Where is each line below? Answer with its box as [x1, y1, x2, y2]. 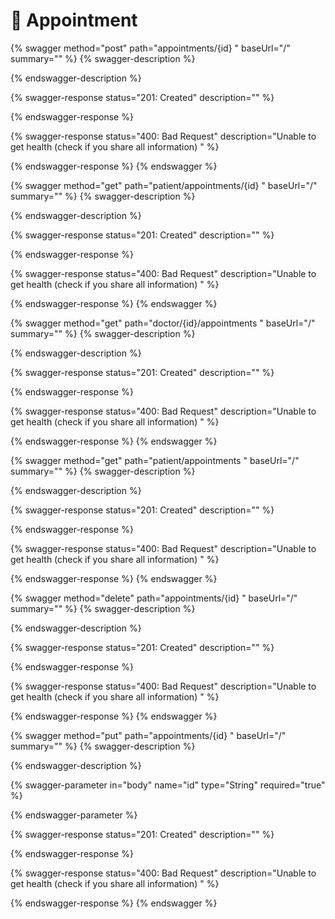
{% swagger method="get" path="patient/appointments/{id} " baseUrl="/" [10, 179, 318, 191]
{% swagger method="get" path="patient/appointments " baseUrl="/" [10, 454, 300, 466]
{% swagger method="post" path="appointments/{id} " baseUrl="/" [10, 42, 291, 54]
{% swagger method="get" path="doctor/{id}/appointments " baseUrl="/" [10, 317, 316, 329]
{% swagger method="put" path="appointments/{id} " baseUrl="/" [10, 729, 287, 741]
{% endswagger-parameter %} [10, 809, 138, 821]
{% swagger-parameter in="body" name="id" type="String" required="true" [10, 779, 326, 791]
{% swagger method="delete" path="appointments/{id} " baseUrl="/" [10, 592, 298, 604]
